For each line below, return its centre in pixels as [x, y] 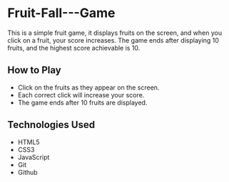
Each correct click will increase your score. [81, 95]
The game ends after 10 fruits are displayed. [82, 102]
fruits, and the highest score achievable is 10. [74, 48]
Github [27, 172]
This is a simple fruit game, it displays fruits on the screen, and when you [115, 33]
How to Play [35, 70]
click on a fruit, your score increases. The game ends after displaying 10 [113, 40]
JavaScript [34, 157]
